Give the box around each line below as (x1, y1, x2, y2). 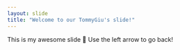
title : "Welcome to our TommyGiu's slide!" (7, 16, 136, 23)
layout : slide (7, 10, 49, 17)
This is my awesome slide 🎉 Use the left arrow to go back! (7, 35, 174, 43)
